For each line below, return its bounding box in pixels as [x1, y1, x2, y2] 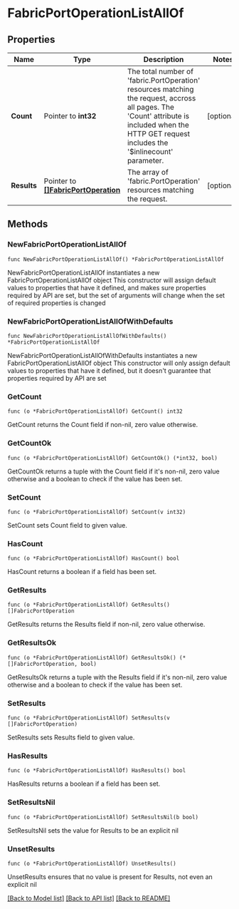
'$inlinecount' [127, 147, 174, 156]
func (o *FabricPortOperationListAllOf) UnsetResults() [7, 860, 176, 867]
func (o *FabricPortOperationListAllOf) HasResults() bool [7, 767, 186, 774]
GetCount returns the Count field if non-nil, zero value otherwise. [7, 421, 198, 429]
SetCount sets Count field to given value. [7, 520, 128, 529]
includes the [127, 138, 169, 148]
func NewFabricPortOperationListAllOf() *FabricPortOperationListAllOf [7, 255, 224, 263]
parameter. [127, 155, 164, 165]
